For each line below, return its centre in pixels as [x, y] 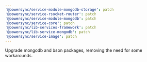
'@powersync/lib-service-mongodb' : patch [48, 32]
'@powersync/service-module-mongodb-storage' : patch [59, 9]
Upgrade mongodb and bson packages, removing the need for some [74, 50]
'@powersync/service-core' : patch [40, 23]
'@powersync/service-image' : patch [41, 37]
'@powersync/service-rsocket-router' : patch [51, 14]
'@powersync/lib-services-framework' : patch [51, 28]
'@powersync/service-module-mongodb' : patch [51, 18]
